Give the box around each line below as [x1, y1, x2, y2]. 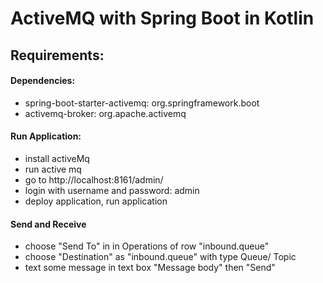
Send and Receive [10, 218, 87, 230]
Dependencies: [10, 75, 76, 87]
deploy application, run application [24, 195, 168, 207]
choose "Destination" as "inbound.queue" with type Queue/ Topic [24, 251, 297, 263]
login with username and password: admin [24, 184, 200, 196]
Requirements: [10, 47, 105, 64]
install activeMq [24, 152, 90, 164]
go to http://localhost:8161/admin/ [24, 173, 164, 186]
